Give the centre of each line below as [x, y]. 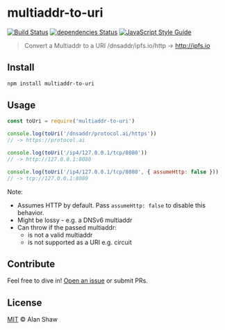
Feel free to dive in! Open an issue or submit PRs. [77, 281]
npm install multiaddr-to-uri [51, 84]
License [25, 302]
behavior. [31, 212]
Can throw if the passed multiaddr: [67, 227]
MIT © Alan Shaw [32, 320]
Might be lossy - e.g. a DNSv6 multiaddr [75, 220]
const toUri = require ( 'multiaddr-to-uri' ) [71, 121]
